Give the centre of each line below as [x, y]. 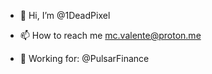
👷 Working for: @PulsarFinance [84, 58]
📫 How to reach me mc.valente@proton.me [110, 35]
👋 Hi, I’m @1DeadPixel [65, 15]
